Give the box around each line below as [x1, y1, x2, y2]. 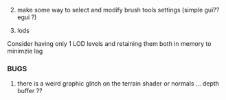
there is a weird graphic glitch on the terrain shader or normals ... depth [16, 79, 220, 88]
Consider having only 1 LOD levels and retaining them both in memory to [7, 40, 212, 47]
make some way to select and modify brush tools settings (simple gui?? [16, 6, 220, 14]
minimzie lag [7, 47, 43, 55]
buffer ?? [16, 87, 43, 95]
